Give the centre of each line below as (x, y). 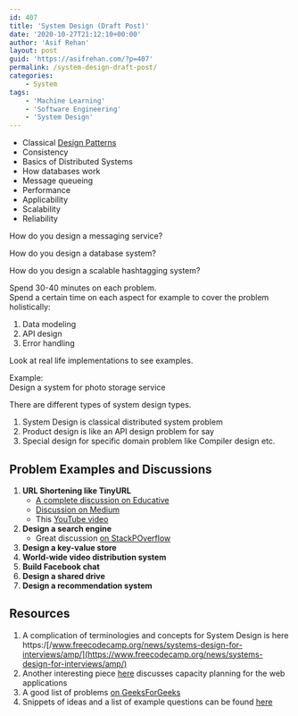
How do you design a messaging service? (86, 236)
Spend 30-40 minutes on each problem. (83, 288)
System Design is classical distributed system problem (122, 422)
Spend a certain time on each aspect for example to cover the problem (139, 298)
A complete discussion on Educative (102, 500)
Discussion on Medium (78, 510)
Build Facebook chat (61, 566)
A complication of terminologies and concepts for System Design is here (155, 635)
